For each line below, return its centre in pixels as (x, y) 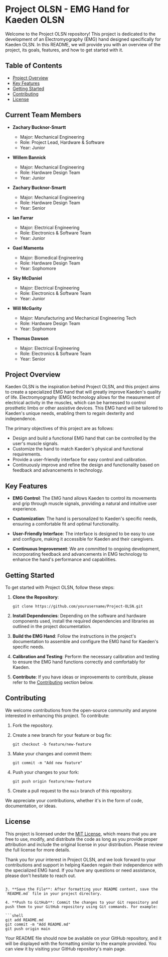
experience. (25, 509)
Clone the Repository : (36, 597)
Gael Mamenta (28, 248)
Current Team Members (43, 115)
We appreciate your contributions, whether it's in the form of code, (74, 800)
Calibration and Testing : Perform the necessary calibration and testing (86, 657)
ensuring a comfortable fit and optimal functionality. (66, 524)
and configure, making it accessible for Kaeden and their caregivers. (83, 539)
